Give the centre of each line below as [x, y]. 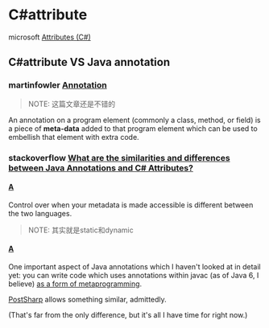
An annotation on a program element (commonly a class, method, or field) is [134, 120]
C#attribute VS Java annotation [89, 62]
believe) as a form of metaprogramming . [75, 284]
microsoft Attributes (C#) [50, 37]
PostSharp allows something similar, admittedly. [87, 299]
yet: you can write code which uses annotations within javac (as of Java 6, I [134, 275]
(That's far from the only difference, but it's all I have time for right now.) [128, 314]
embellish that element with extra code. [74, 137]
